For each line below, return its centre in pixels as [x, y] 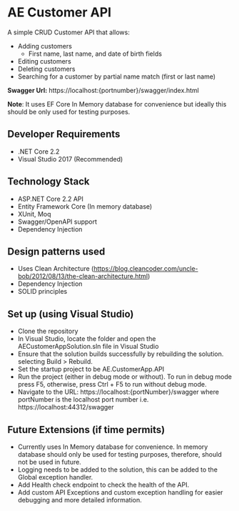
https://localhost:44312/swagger [66, 407]
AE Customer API [60, 13]
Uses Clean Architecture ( [56, 269]
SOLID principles [42, 292]
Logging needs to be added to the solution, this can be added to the [117, 470]
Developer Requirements [64, 134]
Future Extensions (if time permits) [86, 430]
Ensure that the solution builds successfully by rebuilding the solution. [121, 354]
